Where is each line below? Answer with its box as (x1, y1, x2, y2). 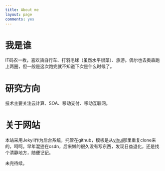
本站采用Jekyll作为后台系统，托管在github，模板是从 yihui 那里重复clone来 (5, 137, 156, 143)
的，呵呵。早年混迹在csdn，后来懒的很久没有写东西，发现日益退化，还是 (5, 143, 156, 149)
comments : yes (5, 16, 35, 21)
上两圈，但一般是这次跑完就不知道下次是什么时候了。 (5, 63, 115, 69)
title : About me (5, 7, 39, 12)
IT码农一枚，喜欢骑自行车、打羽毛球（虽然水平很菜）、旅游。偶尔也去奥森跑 (5, 57, 160, 63)
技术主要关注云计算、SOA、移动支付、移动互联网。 (5, 100, 111, 106)
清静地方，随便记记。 (9, 149, 53, 155)
